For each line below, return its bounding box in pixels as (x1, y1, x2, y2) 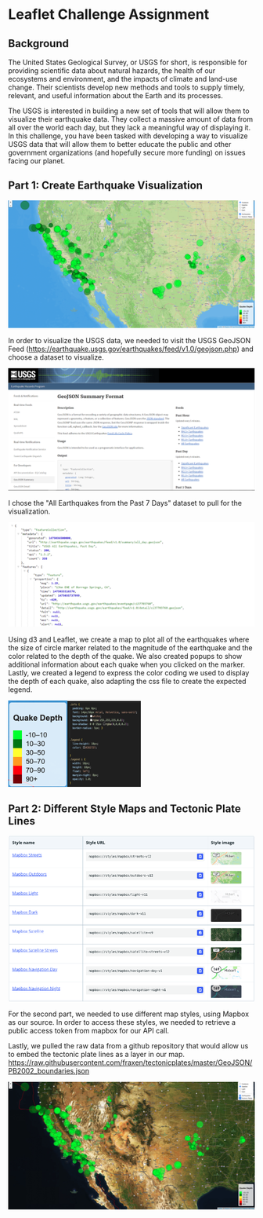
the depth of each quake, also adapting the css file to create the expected (8, 676, 247, 686)
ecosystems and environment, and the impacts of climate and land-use (8, 75, 238, 83)
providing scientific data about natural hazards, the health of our (8, 66, 216, 75)
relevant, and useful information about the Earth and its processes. (8, 91, 223, 100)
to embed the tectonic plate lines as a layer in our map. (8, 1049, 186, 1059)
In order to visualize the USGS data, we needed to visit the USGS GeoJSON (8, 336, 251, 346)
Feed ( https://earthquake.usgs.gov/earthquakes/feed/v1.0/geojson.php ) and (8, 344, 254, 354)
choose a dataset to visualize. (8, 353, 104, 362)
